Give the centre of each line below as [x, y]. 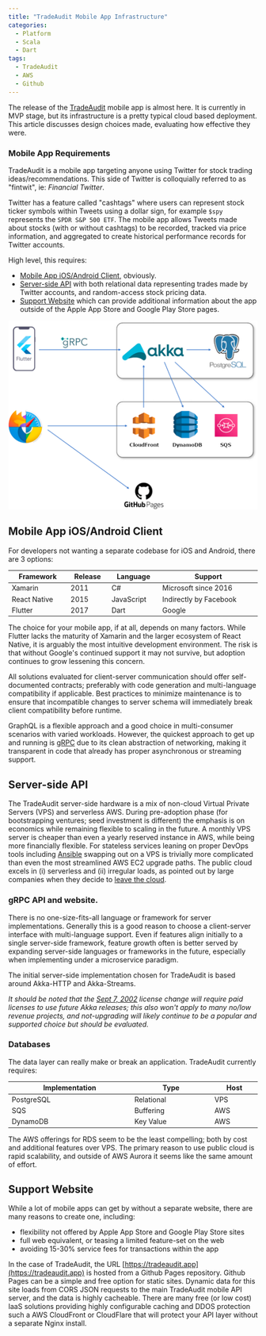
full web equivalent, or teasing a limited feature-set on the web [122, 1241]
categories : [28, 25]
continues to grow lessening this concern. [76, 662]
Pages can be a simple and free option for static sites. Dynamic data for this [132, 1281]
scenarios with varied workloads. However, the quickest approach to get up [131, 735]
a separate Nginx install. [47, 1323]
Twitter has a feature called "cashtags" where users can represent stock [126, 202]
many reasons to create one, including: [72, 1217]
